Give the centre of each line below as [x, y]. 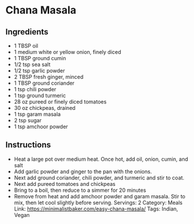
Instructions [28, 145]
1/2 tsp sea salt [32, 64]
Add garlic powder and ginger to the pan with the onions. [83, 171]
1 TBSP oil [26, 46]
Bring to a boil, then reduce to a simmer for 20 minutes [80, 190]
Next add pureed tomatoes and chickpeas [64, 184]
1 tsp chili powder [35, 89]
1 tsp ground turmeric [40, 95]
